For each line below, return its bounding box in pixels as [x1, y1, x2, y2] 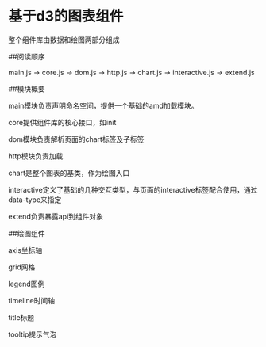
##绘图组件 [8, 228, 45, 238]
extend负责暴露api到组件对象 [8, 212, 104, 221]
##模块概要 [8, 84, 45, 93]
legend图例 [8, 279, 45, 288]
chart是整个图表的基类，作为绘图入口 [8, 168, 130, 177]
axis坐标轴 [8, 245, 43, 254]
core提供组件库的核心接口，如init [8, 117, 117, 127]
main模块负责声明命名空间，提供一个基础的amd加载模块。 [8, 101, 199, 110]
